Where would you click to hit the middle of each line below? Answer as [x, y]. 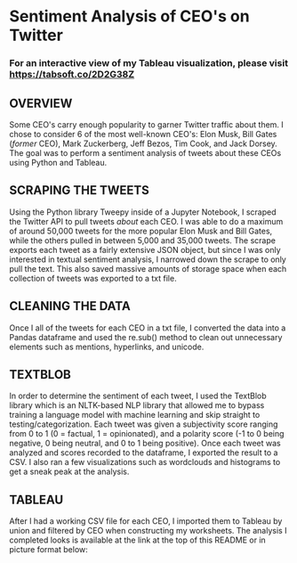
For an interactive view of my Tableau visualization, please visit [149, 63]
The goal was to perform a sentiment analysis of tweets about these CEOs [145, 152]
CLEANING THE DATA [70, 306]
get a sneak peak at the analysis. [69, 472]
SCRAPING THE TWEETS [79, 190]
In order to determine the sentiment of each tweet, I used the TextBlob [138, 396]
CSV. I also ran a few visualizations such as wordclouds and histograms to [145, 462]
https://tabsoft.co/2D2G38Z [72, 75]
